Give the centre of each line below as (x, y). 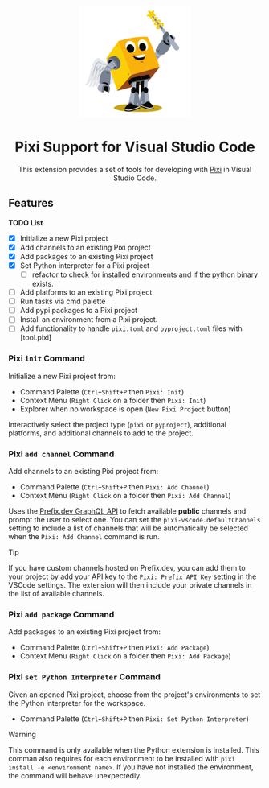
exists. (43, 284)
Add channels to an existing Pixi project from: (84, 471)
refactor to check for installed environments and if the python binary (145, 274)
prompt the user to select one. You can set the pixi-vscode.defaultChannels (134, 519)
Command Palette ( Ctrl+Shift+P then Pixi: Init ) (102, 391)
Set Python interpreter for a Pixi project (85, 265)
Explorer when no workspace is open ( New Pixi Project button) (125, 409)
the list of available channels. (56, 593)
